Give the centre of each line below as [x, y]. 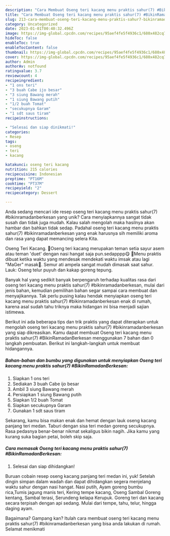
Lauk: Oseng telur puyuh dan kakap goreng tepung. [59, 270]
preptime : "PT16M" [25, 179]
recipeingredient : [25, 80]
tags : [11, 141]
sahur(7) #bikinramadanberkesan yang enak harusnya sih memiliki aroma [81, 233]
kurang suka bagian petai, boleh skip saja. [49, 436]
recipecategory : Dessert [31, 193]
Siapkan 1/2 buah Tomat [38, 400]
